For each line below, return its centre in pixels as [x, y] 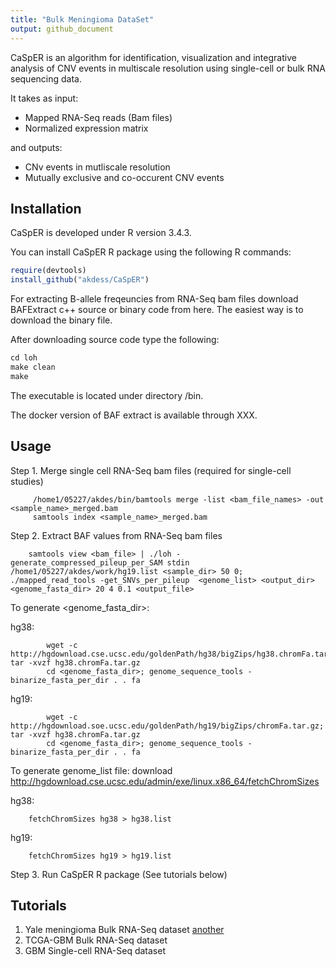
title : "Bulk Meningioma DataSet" [82, 19]
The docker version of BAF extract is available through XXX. [134, 415]
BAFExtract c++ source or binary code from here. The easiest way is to [157, 310]
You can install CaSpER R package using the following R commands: [151, 252]
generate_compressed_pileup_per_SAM [86, 562]
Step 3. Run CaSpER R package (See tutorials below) [119, 874]
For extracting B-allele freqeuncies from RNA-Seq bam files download [154, 299]
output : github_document [62, 29]
